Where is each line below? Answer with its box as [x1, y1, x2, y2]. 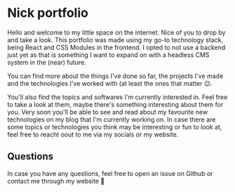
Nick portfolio [7, 5, 89, 21]
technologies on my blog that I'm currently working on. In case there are [7, 115, 216, 124]
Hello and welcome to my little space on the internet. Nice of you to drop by [7, 28, 226, 37]
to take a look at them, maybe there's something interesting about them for [7, 100, 224, 108]
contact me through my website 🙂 [7, 177, 105, 185]
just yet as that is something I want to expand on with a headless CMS [7, 51, 210, 59]
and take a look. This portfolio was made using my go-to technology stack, [7, 35, 223, 44]
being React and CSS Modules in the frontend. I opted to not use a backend [7, 43, 226, 51]
